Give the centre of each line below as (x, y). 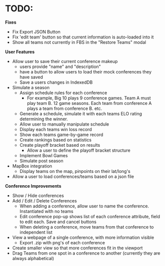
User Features (20, 52)
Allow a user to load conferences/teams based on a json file (73, 176)
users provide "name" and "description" (60, 66)
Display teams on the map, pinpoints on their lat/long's (75, 171)
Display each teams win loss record (56, 129)
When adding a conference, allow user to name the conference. (84, 206)
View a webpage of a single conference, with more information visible (83, 237)
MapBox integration (32, 166)
